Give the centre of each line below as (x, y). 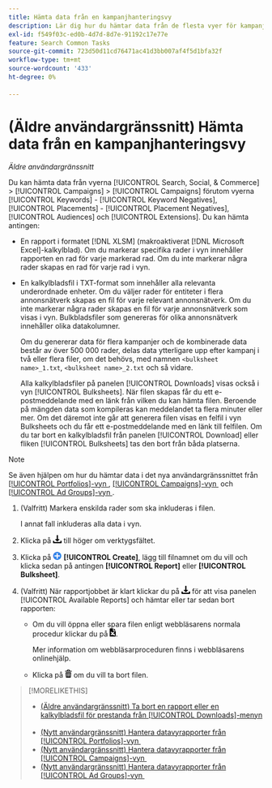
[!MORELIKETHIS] (58, 691)
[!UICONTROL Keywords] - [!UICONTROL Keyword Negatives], (113, 200)
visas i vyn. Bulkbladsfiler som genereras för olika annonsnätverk (129, 317)
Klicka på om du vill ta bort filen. (90, 674)
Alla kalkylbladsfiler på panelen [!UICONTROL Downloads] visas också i (140, 383)
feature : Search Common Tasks (59, 43)
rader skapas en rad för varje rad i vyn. (85, 267)
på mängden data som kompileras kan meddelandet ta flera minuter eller (141, 409)
